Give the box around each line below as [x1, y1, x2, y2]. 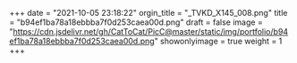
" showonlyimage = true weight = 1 [154, 35, 283, 46]
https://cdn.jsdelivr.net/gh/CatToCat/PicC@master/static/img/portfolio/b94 [13, 27, 289, 36]
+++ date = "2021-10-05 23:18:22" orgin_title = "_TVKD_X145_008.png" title [9, 8, 288, 18]
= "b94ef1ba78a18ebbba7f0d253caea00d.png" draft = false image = [9, 17, 264, 28]
